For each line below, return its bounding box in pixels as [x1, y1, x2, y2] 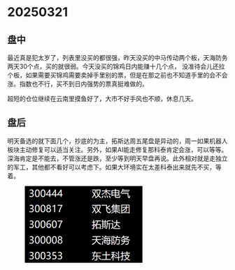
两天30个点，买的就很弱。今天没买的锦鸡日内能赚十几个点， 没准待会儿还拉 [7, 62, 225, 70]
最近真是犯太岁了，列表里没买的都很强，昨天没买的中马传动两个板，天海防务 [7, 54, 228, 61]
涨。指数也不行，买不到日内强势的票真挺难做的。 [7, 80, 148, 88]
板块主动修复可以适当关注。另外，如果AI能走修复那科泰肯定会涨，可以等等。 [7, 145, 228, 153]
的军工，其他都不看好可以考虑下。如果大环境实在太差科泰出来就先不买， [7, 163, 215, 171]
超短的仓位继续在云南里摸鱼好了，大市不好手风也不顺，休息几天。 [7, 95, 197, 103]
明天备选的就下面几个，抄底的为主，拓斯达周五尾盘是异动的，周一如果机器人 [7, 137, 228, 145]
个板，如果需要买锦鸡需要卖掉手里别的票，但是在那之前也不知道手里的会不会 [7, 71, 228, 79]
